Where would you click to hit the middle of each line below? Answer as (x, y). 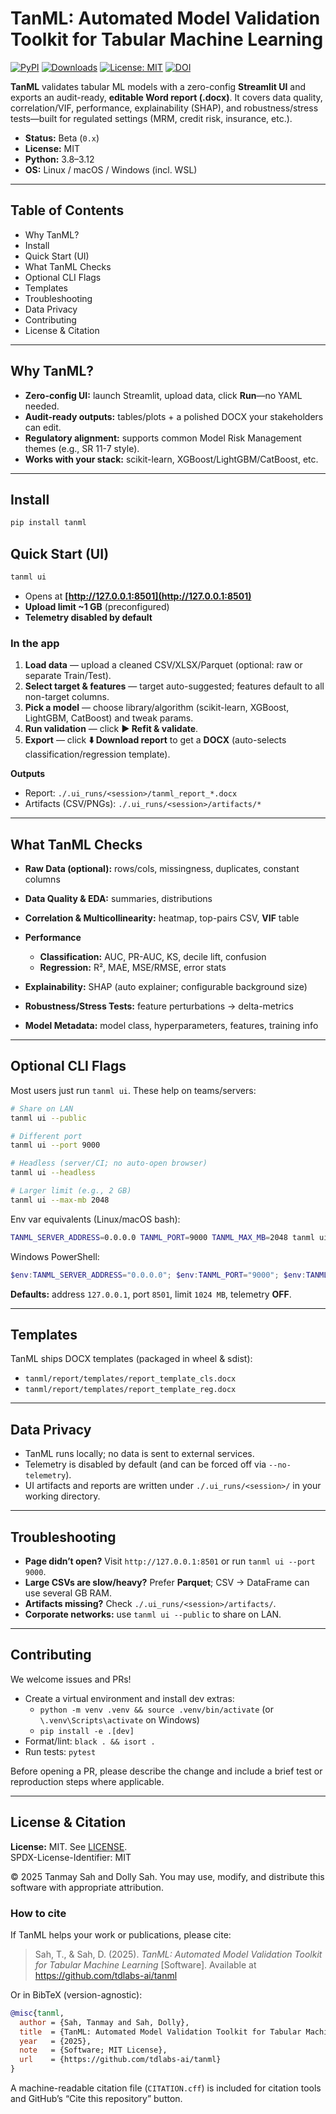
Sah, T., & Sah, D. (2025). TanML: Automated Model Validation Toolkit (178, 1954)
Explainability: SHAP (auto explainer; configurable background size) (166, 987)
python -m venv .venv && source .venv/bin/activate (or (156, 1709)
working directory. (62, 1496)
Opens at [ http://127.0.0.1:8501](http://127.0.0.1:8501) (138, 596)
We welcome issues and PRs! (71, 1679)
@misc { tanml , (37, 2013)
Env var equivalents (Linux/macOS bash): (95, 1219)
